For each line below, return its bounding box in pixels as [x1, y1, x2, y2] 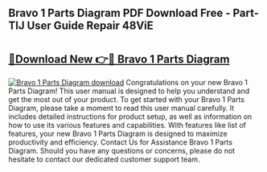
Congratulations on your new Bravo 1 [125, 78, 248, 87]
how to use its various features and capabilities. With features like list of [8, 121, 247, 129]
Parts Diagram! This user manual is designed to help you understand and [8, 86, 250, 96]
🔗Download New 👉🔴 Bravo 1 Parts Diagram [8, 52, 230, 66]
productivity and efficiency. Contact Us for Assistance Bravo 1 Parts [8, 137, 233, 147]
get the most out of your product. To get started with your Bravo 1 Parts [8, 95, 245, 104]
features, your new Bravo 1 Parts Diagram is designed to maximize [8, 129, 228, 138]
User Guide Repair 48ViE [27, 19, 154, 33]
